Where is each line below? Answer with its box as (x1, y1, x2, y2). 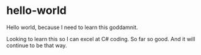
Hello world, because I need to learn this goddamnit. (6, 24, 139, 31)
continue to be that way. (6, 42, 67, 49)
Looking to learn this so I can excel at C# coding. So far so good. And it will (6, 35, 196, 42)
